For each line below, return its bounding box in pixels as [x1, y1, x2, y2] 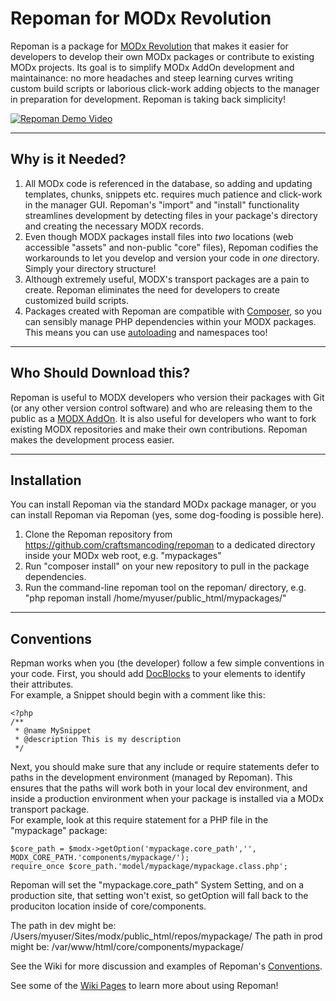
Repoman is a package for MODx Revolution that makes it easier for [10, 40, 289, 52]
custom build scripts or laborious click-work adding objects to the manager [10, 82, 320, 94]
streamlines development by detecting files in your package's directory [24, 209, 318, 221]
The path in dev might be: [10, 920, 117, 932]
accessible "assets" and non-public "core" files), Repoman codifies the [24, 241, 319, 253]
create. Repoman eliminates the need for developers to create [24, 283, 280, 296]
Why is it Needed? [10, 151, 127, 168]
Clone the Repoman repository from [24, 528, 173, 541]
